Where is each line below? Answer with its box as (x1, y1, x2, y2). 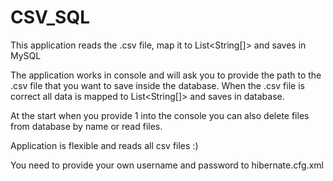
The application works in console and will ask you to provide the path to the (10, 69, 322, 81)
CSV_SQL (10, 6, 90, 29)
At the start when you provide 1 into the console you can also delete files (10, 109, 310, 121)
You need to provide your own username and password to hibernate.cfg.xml (10, 159, 324, 171)
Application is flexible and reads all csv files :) (10, 139, 199, 151)
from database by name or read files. (10, 120, 163, 132)
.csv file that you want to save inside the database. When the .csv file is (10, 79, 305, 91)
